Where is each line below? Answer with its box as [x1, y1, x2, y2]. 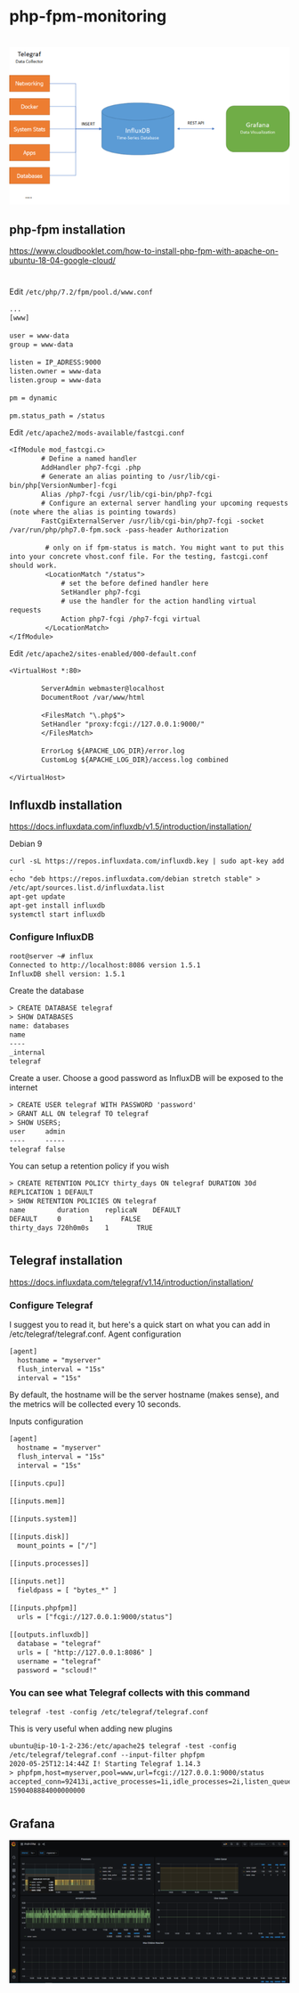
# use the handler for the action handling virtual [61, 597, 256, 606]
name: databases [9, 1021, 69, 1030]
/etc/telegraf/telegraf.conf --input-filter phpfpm [9, 1751, 205, 1760]
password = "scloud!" [17, 1666, 98, 1675]
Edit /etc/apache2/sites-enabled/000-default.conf [9, 648, 198, 659]
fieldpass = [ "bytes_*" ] [17, 1586, 117, 1595]
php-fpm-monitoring [9, 6, 167, 27]
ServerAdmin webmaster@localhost [41, 684, 166, 694]
